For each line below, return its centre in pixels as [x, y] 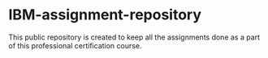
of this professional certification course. [75, 45]
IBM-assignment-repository [105, 15]
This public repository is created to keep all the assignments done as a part [134, 37]
